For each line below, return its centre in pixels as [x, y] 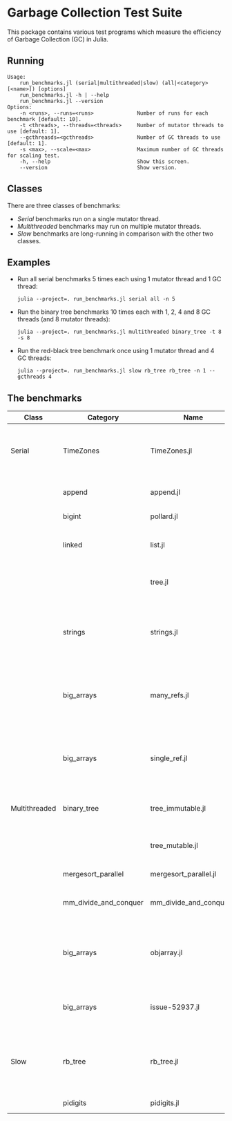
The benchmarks [45, 398]
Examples [29, 262]
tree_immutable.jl [178, 809]
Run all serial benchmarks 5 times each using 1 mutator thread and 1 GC [119, 279]
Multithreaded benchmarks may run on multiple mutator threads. [109, 226]
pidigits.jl [165, 1103]
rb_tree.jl [164, 1062]
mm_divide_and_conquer [103, 903]
